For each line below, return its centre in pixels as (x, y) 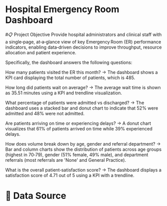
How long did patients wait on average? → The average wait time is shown (83, 87)
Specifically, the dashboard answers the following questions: (69, 62)
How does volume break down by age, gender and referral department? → (83, 144)
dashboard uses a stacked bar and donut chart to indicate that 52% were (82, 108)
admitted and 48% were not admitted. (45, 113)
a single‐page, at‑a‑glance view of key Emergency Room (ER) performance (83, 42)
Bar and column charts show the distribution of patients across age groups (83, 149)
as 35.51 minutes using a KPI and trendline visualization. (64, 93)
